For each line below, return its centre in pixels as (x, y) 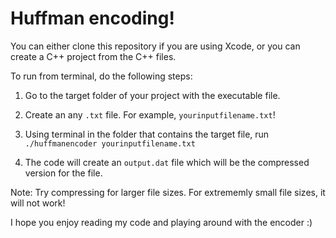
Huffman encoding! (92, 18)
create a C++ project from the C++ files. (93, 56)
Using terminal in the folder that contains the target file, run (147, 134)
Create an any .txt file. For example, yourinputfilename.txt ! (150, 114)
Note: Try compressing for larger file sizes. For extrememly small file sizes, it (168, 192)
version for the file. (63, 173)
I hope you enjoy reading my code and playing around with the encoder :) (161, 222)
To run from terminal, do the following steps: (101, 76)
